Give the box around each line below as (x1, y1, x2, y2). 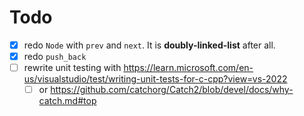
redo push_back (23, 51, 87, 62)
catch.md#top (38, 95, 97, 107)
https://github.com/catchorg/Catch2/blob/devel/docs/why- (50, 84, 294, 96)
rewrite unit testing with (23, 62, 122, 74)
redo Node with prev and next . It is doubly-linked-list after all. (23, 39, 276, 51)
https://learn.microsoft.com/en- (123, 62, 254, 74)
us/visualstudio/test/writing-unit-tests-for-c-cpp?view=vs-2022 (23, 73, 288, 85)
